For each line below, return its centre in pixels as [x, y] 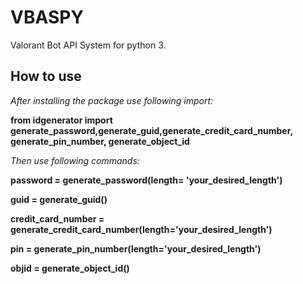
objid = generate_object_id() [70, 268]
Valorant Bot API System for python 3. [88, 45]
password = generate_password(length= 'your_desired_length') [146, 180]
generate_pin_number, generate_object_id [100, 141]
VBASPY [47, 17]
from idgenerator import [61, 120]
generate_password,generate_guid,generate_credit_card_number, [151, 130]
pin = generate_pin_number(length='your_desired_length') [136, 248]
